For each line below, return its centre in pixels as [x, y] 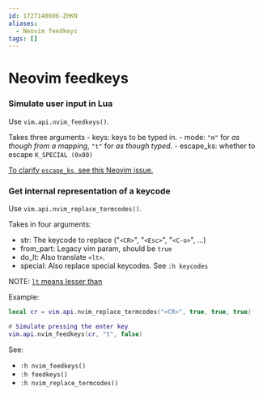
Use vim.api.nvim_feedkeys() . [59, 121]
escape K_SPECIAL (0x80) [51, 154]
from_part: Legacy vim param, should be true [96, 248]
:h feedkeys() [44, 374]
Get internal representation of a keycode [89, 191]
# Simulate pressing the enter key [68, 326]
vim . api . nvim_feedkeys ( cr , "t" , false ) [76, 334]
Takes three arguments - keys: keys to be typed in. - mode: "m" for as [124, 137]
